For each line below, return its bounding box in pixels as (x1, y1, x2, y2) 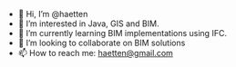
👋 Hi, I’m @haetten (17, 9, 88, 19)
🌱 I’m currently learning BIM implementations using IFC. (17, 28, 228, 38)
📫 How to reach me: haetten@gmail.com (17, 48, 173, 58)
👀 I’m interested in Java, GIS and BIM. (17, 18, 159, 29)
